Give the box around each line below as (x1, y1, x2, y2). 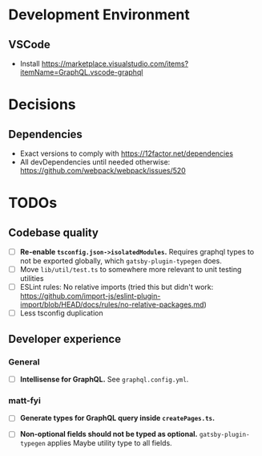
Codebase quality (8, 226, 99, 239)
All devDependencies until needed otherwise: (19, 157, 171, 166)
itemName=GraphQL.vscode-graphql (19, 67, 143, 77)
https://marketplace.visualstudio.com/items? (41, 59, 189, 68)
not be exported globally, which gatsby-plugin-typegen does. (19, 256, 222, 266)
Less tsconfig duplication (19, 308, 104, 318)
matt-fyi (8, 395, 42, 406)
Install (19, 59, 40, 68)
